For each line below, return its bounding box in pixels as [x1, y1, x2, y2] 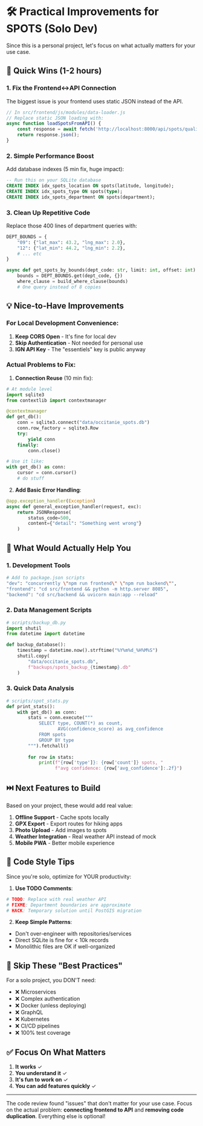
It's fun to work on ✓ [14, 1076, 68, 1083]
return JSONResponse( [17, 509, 71, 515]
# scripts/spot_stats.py [6, 698, 69, 704]
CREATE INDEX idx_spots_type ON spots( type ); [6, 188, 123, 194]
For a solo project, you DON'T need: [6, 977, 96, 984]
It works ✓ [14, 1063, 42, 1070]
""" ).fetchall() [28, 743, 69, 749]
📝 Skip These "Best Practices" [6, 960, 123, 971]
